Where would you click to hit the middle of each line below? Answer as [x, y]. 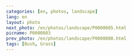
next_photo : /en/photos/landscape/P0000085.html [66, 28]
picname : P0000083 [28, 33]
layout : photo [23, 22]
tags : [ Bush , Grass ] [31, 44]
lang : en [17, 17]
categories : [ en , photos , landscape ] [52, 11]
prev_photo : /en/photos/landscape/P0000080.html [66, 38]
